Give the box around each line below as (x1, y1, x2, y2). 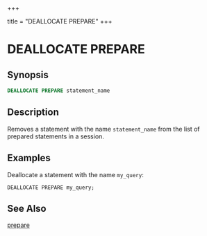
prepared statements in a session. (7, 132, 104, 140)
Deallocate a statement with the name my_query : (7, 170, 144, 179)
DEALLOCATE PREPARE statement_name (7, 87, 110, 94)
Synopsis (7, 69, 49, 80)
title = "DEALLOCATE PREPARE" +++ (7, 17, 113, 25)
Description (7, 107, 59, 118)
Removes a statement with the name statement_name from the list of (7, 125, 200, 133)
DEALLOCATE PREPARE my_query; (7, 184, 95, 191)
